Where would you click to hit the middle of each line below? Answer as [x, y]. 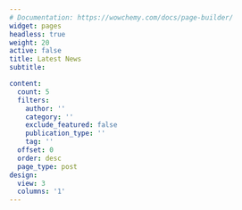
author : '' [46, 108]
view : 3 [32, 183]
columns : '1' [42, 192]
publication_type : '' [65, 134]
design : [24, 175]
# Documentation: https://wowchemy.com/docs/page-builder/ [121, 17]
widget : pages [36, 26]
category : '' [50, 117]
